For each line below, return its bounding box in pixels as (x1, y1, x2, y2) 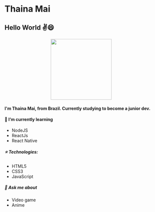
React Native (11, 138, 37, 143)
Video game (11, 197, 36, 203)
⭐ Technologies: (4, 149, 38, 155)
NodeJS (11, 127, 28, 133)
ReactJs (11, 132, 28, 138)
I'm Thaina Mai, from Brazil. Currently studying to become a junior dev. (4, 106, 151, 111)
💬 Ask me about (4, 185, 37, 191)
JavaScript (11, 174, 34, 179)
